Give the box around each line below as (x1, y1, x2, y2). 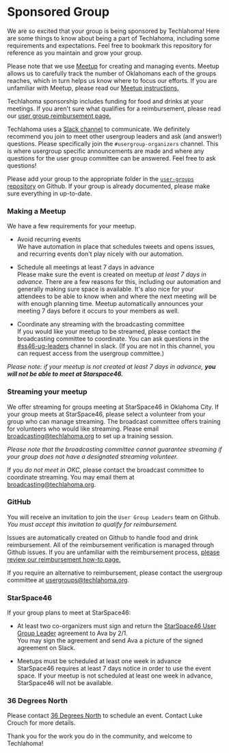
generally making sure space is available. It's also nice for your (16, 285, 195, 294)
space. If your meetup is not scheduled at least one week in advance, (16, 671, 213, 680)
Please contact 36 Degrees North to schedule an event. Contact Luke (7, 711, 203, 720)
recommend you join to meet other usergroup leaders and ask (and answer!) (7, 132, 222, 141)
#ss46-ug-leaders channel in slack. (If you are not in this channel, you (16, 342, 215, 350)
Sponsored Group (7, 4, 110, 20)
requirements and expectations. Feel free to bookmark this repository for (7, 41, 212, 49)
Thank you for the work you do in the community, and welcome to (7, 732, 193, 741)
